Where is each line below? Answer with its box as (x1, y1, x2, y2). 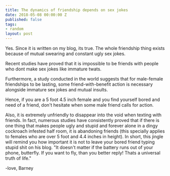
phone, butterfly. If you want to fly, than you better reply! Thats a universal (5, 150, 161, 156)
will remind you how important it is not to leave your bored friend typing (5, 139, 155, 145)
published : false (5, 17, 42, 22)
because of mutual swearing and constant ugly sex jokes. (5, 51, 126, 57)
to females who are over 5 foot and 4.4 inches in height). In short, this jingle (5, 134, 163, 139)
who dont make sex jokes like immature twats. (5, 66, 101, 72)
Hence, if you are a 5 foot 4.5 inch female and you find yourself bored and (5, 96, 160, 103)
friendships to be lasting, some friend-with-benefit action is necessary (5, 81, 153, 87)
